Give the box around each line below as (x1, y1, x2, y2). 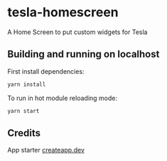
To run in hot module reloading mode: (7, 94, 117, 102)
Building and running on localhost (7, 48, 160, 60)
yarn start (7, 107, 40, 114)
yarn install (7, 81, 46, 88)
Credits (7, 127, 41, 139)
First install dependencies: (7, 67, 85, 75)
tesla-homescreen (7, 4, 119, 21)
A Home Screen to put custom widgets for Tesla (7, 28, 148, 36)
